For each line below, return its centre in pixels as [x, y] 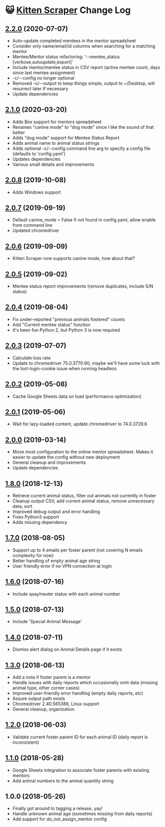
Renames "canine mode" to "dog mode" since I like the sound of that [83, 127]
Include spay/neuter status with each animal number [66, 594]
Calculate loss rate [31, 358]
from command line [32, 225]
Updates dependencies [36, 159]
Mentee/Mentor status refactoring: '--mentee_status [66, 57]
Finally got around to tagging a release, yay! [58, 808]
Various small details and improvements [53, 164]
